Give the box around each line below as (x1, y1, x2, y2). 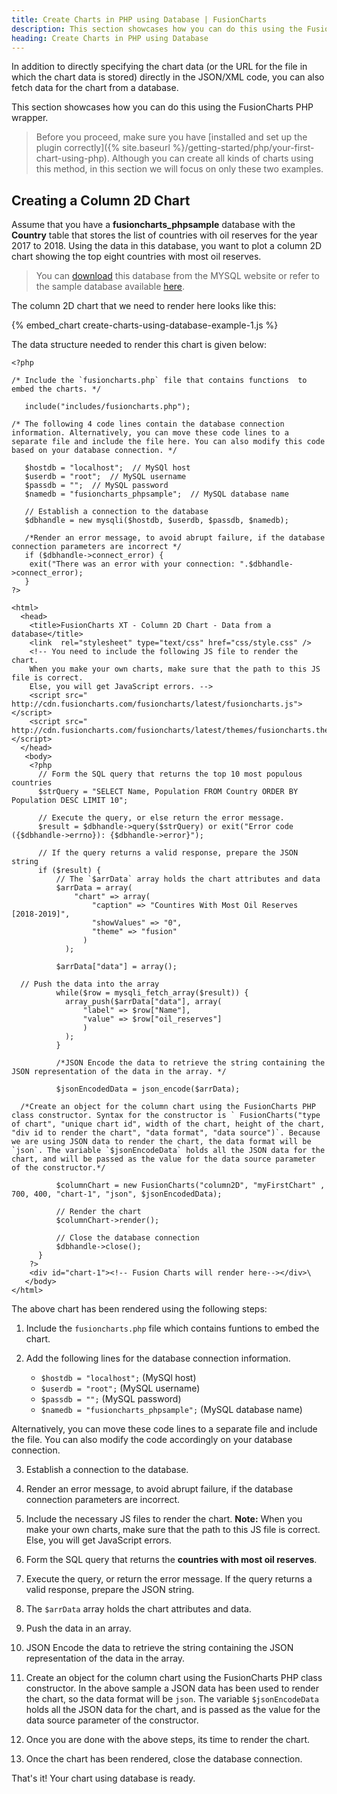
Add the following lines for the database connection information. (25, 1352, 291, 1365)
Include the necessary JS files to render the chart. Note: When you (25, 1513, 303, 1525)
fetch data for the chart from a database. (11, 82, 179, 94)
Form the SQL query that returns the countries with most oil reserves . (25, 1554, 318, 1566)
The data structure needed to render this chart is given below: (11, 339, 267, 351)
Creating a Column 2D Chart (11, 192, 191, 209)
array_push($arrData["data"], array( (64, 997, 223, 1007)
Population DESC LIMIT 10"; (11, 796, 129, 806)
